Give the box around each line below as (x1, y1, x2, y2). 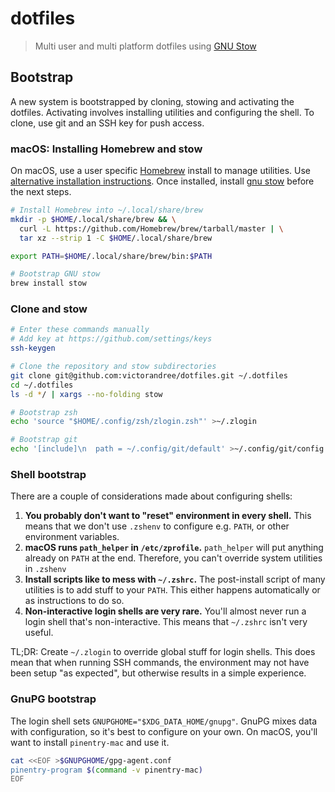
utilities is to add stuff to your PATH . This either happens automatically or (24, 584, 321, 596)
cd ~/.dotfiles (10, 380, 74, 390)
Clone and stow (10, 302, 88, 316)
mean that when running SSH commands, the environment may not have (10, 657, 310, 669)
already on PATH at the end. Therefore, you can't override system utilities (24, 552, 323, 564)
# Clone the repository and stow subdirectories (10, 362, 217, 372)
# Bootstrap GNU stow (10, 269, 101, 279)
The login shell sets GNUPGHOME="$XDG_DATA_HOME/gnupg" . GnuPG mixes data (10, 715, 318, 727)
